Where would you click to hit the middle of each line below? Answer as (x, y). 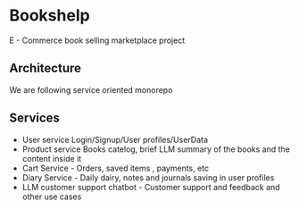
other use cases (52, 196)
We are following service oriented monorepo (91, 89)
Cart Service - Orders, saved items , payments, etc (116, 168)
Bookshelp (50, 16)
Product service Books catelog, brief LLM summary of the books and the (156, 149)
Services (35, 118)
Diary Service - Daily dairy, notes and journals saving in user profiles (148, 177)
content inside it (52, 158)
